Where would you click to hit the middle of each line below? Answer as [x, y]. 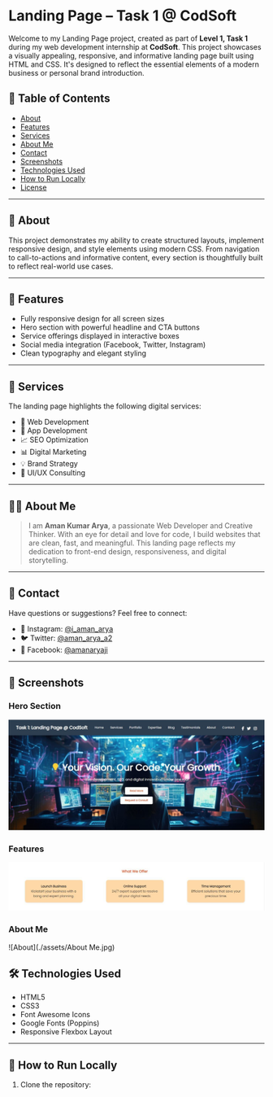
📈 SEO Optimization [54, 440]
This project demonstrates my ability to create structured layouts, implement [136, 240]
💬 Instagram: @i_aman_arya [67, 628]
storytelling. [48, 560]
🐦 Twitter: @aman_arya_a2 [66, 638]
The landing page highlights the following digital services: [105, 406]
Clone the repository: [56, 1085]
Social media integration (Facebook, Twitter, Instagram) [113, 345]
